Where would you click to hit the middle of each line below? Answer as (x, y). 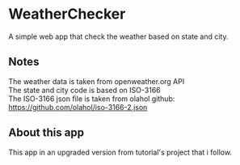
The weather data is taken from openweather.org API (97, 81)
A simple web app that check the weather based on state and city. (118, 36)
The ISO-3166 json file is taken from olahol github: (92, 99)
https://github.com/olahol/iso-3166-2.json (78, 107)
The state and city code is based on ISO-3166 (84, 90)
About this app (46, 133)
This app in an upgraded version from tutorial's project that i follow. (120, 152)
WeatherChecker (67, 14)
